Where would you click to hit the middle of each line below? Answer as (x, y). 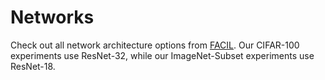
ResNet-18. (33, 66)
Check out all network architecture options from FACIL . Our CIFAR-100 (155, 45)
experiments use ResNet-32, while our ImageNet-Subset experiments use (162, 55)
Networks (52, 17)
